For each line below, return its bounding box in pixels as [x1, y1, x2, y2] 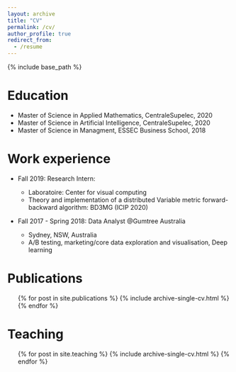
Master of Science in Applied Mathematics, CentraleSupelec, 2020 [17, 111, 213, 119]
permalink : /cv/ [7, 23, 55, 30]
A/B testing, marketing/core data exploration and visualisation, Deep [28, 238, 228, 247]
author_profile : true [7, 30, 72, 38]
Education [7, 88, 69, 103]
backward [28, 203, 58, 211]
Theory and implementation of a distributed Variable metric [28, 196, 201, 204]
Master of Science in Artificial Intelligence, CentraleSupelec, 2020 [17, 118, 210, 127]
